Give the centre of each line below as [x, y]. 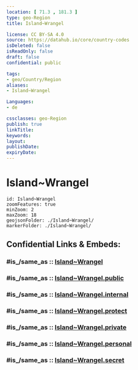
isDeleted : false [28, 46]
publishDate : [23, 147]
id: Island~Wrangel [31, 199]
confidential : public [34, 63]
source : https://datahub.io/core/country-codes [68, 40]
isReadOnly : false [30, 52]
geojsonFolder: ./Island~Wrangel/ [50, 220]
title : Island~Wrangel [35, 23]
